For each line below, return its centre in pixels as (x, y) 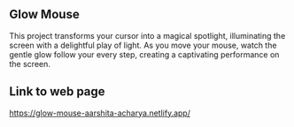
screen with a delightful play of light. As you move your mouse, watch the (143, 45)
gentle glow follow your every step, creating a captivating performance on (144, 54)
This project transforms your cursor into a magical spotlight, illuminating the (147, 35)
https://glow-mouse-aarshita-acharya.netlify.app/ (100, 113)
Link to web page (57, 92)
